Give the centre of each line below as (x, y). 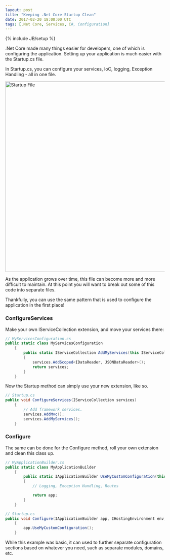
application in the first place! (35, 305)
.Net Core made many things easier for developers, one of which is (75, 48)
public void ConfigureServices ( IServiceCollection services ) (71, 400)
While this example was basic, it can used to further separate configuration (83, 542)
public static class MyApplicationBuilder (51, 467)
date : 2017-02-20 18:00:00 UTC (38, 19)
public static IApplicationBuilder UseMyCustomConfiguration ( (90, 477)
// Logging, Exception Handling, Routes (75, 486)
